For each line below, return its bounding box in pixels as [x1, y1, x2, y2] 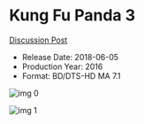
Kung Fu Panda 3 [9, 5, 136, 26]
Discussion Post [9, 35, 68, 45]
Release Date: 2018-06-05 [21, 51, 119, 62]
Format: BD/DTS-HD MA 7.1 [21, 70, 121, 81]
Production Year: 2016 [21, 61, 103, 72]
